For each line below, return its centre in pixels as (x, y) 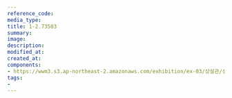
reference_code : (30, 13)
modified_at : (26, 52)
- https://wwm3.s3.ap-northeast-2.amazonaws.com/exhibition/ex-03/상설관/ (115, 71)
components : (24, 65)
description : (26, 46)
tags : (15, 78)
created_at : (24, 59)
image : (17, 39)
